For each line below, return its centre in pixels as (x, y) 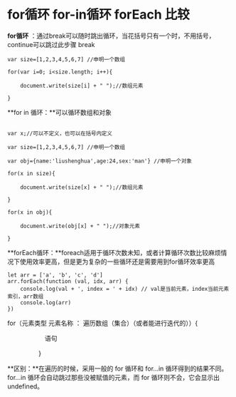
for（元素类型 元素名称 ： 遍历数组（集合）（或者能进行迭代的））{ (103, 323)
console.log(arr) (46, 303)
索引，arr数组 (26, 297)
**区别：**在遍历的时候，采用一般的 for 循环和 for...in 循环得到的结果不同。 (118, 368)
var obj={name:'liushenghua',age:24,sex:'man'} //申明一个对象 (100, 161)
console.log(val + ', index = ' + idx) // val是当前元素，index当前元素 (125, 289)
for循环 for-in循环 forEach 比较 (98, 15)
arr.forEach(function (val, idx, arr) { (68, 281)
